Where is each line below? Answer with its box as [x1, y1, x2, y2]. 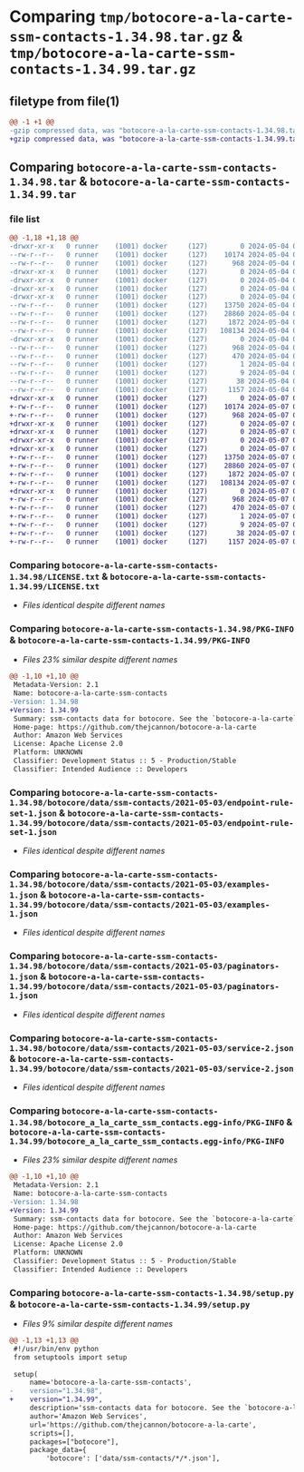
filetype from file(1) [9, 93, 120, 109]
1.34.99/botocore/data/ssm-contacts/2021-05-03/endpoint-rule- [9, 818, 294, 828]
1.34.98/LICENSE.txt [9, 572, 100, 582]
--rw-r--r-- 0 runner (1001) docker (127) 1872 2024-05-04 [9, 318, 290, 328]
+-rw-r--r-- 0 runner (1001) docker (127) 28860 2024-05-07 [9, 461, 290, 470]
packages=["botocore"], [29, 1437, 119, 1447]
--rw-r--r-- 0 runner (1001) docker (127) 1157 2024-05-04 [9, 386, 290, 395]
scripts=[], [29, 1428, 75, 1438]
